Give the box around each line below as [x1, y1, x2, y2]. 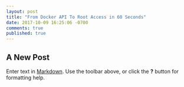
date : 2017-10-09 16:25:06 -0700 [6, 19, 88, 25]
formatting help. [6, 74, 45, 81]
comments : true [6, 25, 44, 31]
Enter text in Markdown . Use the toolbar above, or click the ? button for [6, 68, 179, 75]
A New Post [6, 52, 50, 62]
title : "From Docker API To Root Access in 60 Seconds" [6, 14, 146, 20]
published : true [6, 31, 46, 36]
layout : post [6, 8, 38, 15]
